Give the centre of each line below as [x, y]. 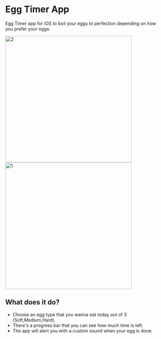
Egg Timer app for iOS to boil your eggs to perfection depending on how [80, 23]
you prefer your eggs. [28, 28]
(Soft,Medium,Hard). [34, 320]
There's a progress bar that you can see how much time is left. [78, 325]
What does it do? [32, 302]
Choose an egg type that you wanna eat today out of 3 [70, 314]
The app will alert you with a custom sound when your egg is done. [83, 330]
